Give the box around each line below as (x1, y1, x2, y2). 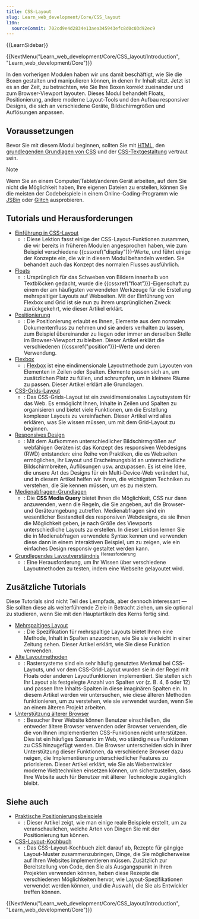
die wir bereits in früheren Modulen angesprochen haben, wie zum (23, 242, 187, 249)
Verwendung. (23, 349, 57, 356)
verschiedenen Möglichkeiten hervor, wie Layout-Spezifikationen (23, 876, 183, 883)
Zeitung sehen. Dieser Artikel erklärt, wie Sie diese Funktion (23, 641, 170, 648)
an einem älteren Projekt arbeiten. (23, 704, 107, 711)
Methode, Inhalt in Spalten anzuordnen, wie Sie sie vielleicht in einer (23, 634, 191, 642)
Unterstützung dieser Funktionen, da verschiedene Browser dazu (23, 748, 184, 755)
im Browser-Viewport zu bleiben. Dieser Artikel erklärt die (23, 336, 165, 343)
